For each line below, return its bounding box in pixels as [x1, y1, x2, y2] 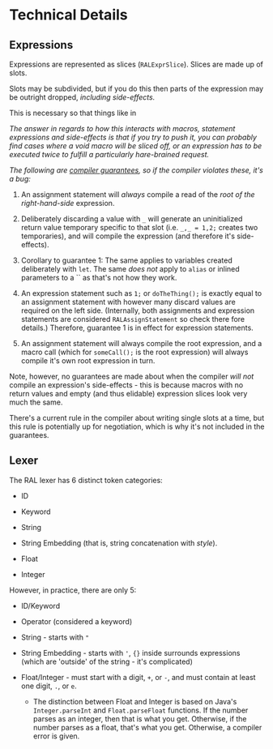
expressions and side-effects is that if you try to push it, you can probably [9, 132, 258, 142]
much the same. [9, 397, 63, 407]
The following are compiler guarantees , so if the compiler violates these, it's [9, 165, 264, 175]
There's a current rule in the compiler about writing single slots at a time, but [9, 413, 265, 422]
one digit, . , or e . [20, 681, 78, 691]
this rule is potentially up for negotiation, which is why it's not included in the [9, 422, 265, 431]
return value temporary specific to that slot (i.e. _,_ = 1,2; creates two [20, 223, 258, 232]
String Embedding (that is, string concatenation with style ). [20, 537, 218, 548]
